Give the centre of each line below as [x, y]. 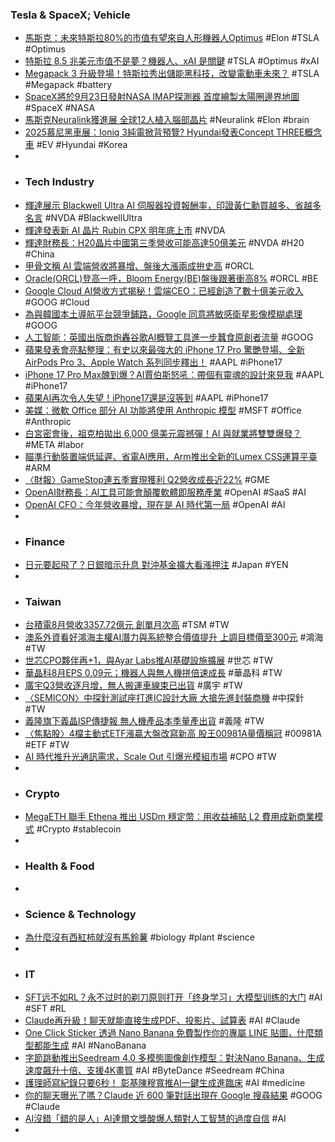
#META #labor [54, 444]
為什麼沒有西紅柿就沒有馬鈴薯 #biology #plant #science [139, 937]
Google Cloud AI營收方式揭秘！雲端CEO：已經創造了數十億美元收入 [164, 290]
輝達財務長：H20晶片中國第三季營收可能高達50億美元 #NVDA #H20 [164, 242]
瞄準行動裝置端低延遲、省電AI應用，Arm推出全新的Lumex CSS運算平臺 [171, 456]
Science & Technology [80, 914]
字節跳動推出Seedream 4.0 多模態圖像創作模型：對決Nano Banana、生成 [174, 1058]
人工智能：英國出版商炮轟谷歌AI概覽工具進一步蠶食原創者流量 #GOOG [169, 337]
